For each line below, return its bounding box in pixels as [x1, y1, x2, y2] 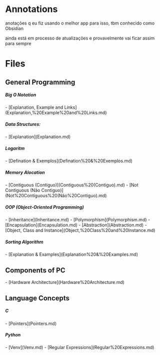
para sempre [5, 40, 31, 46]
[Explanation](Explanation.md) [8, 134, 71, 140]
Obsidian [5, 25, 24, 31]
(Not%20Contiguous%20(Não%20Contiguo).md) [5, 193, 107, 199]
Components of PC [5, 266, 65, 274]
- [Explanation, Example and [5, 104, 63, 111]
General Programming [5, 78, 75, 86]
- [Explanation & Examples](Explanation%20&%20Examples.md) [5, 251, 138, 257]
